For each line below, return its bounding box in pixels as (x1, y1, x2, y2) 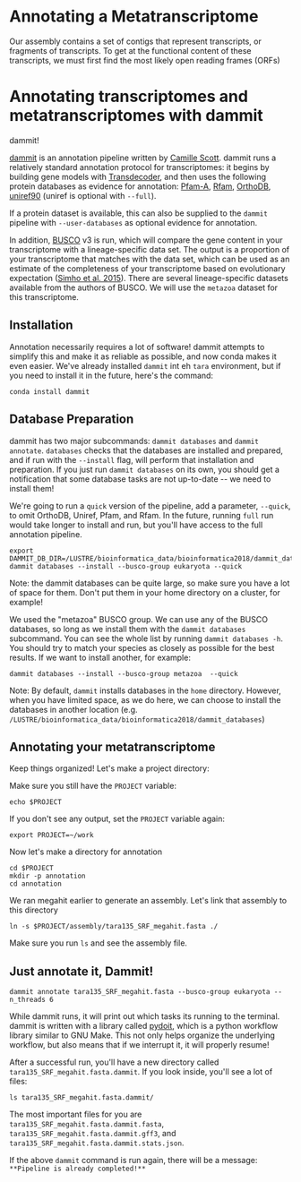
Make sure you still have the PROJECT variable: (9, 781, 177, 792)
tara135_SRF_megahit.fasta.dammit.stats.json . (9, 1137, 185, 1148)
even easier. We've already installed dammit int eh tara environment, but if (9, 360, 281, 371)
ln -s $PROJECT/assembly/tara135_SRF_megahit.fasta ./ (9, 922, 219, 931)
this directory (9, 904, 58, 915)
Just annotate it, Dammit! (9, 964, 154, 979)
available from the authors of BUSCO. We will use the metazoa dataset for (9, 282, 279, 293)
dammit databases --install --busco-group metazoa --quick (9, 669, 239, 678)
